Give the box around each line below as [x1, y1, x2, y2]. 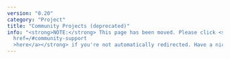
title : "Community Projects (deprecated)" [7, 22, 130, 29]
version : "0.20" [7, 9, 53, 17]
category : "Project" [7, 16, 66, 23]
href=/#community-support [13, 35, 88, 42]
